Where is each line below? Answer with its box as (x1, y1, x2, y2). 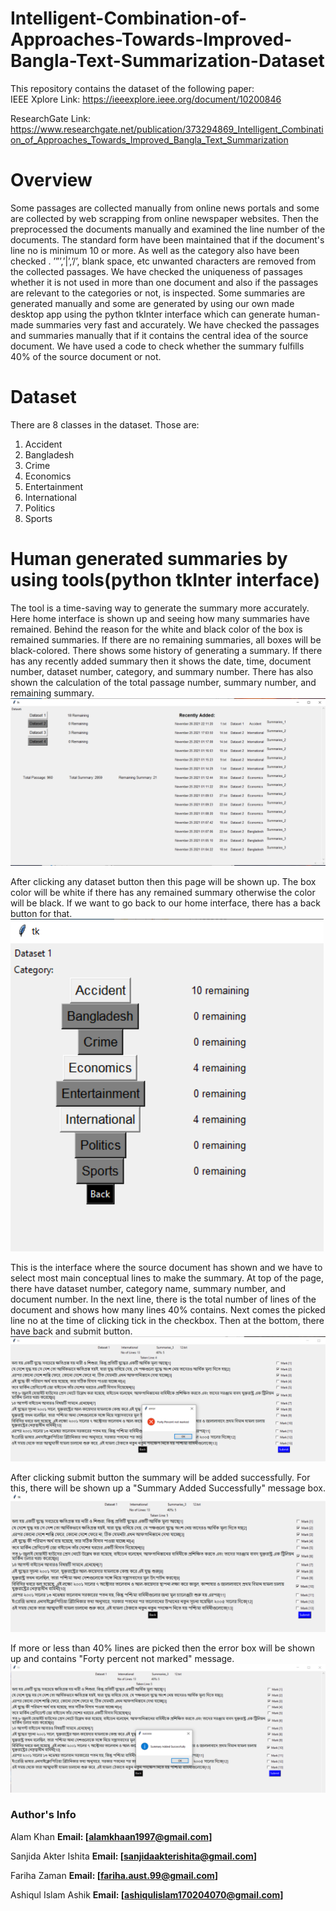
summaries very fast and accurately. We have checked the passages (35, 318, 320, 331)
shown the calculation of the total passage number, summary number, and (10, 676, 317, 688)
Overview (10, 169, 93, 192)
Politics (24, 502, 56, 514)
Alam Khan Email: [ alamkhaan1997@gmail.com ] (10, 1830, 213, 1842)
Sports (24, 512, 53, 524)
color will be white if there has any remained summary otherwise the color (10, 886, 316, 898)
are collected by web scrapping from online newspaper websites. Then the (10, 212, 319, 224)
